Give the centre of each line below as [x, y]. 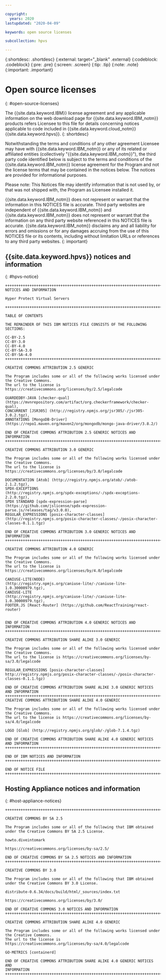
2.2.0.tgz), [17, 497]
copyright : [16, 14]
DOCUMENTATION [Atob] [27, 480]
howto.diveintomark [25, 840]
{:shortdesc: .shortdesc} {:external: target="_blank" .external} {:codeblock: [82, 59]
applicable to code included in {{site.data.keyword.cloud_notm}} [71, 129]
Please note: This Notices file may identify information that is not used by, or [83, 185]
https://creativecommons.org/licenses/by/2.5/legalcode [64, 389]
